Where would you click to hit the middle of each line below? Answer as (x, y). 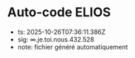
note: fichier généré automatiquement (73, 47)
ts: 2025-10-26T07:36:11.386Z (61, 32)
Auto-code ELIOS (59, 12)
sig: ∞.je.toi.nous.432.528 (56, 39)
